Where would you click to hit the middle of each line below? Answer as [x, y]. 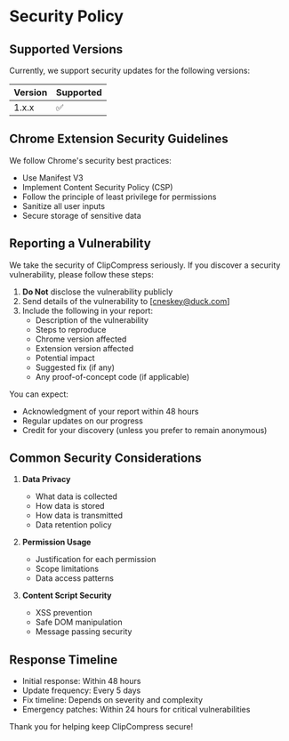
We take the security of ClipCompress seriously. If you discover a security [145, 265]
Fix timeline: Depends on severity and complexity [112, 700]
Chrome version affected [81, 339]
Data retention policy [73, 525]
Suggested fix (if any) [75, 367]
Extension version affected [84, 348]
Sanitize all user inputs [63, 205]
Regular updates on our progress [83, 421]
